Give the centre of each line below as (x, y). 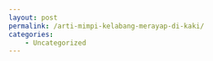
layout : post (33, 17)
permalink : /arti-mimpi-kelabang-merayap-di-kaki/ (106, 26)
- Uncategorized (56, 43)
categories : (31, 34)
